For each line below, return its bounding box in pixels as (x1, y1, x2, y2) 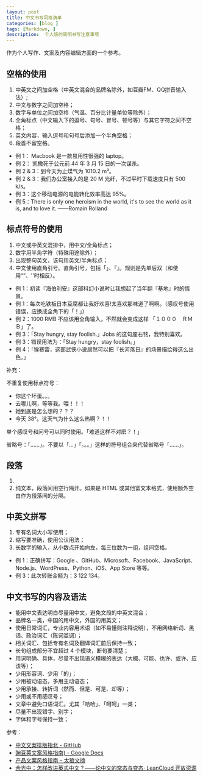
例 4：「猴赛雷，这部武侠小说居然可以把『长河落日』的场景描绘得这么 (15, 346, 189, 353)
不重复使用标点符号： (6, 379, 60, 386)
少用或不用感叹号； (15, 693, 64, 700)
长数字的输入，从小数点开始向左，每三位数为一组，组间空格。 (15, 544, 171, 552)
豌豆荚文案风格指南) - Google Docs (15, 749, 104, 756)
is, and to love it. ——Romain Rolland (15, 205, 108, 212)
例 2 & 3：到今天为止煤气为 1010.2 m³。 (15, 167, 115, 174)
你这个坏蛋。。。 (15, 392, 53, 399)
